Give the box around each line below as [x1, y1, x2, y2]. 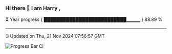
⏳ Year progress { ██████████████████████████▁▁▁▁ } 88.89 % [5, 16, 163, 22]
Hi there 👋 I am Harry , [5, 5, 61, 12]
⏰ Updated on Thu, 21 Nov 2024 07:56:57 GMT [5, 33, 105, 39]
